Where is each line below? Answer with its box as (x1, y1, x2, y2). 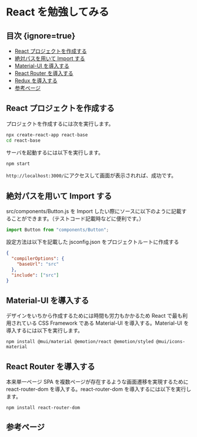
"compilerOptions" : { (11, 256, 65, 262)
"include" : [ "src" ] (11, 272, 59, 278)
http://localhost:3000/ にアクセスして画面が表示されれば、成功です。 (6, 172, 176, 179)
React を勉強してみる (6, 5, 109, 19)
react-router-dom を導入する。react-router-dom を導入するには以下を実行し (6, 386, 192, 393)
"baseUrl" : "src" (16, 261, 59, 267)
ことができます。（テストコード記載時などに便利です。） (11, 215, 145, 222)
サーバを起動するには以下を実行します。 (6, 149, 104, 156)
